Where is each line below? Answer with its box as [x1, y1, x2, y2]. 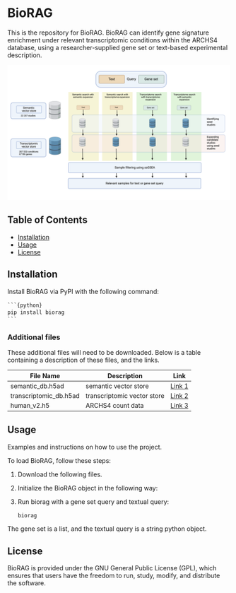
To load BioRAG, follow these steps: [7, 456, 112, 464]
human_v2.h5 [10, 401, 50, 410]
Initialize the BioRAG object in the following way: [17, 483, 158, 492]
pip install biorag [7, 309, 65, 316]
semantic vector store [85, 382, 150, 390]
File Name [30, 371, 61, 380]
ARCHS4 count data [85, 401, 144, 410]
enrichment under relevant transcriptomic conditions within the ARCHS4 [7, 35, 218, 44]
